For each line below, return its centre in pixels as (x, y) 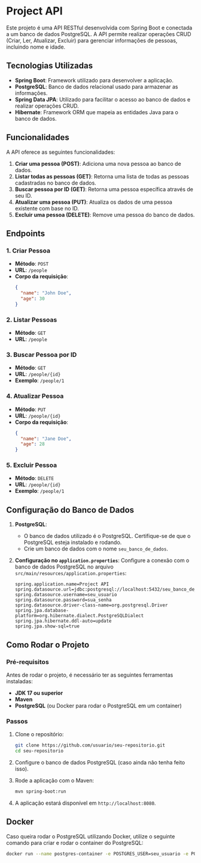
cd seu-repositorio (39, 751)
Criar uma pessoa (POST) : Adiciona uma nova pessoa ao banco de (98, 163)
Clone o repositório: (39, 734)
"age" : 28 (33, 444)
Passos (17, 721)
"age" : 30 (33, 299)
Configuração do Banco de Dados (70, 510)
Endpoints (26, 233)
